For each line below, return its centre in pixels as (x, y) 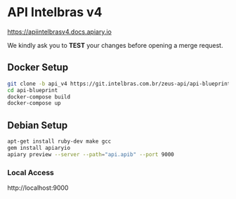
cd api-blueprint (33, 90)
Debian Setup (38, 125)
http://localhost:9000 (38, 188)
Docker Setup (38, 68)
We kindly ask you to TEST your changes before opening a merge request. (115, 45)
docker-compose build (39, 97)
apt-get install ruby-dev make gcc (59, 141)
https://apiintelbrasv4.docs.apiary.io (60, 32)
